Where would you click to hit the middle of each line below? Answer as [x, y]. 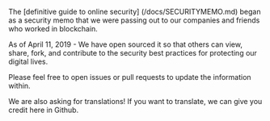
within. [19, 86]
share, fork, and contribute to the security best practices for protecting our [133, 53]
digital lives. [28, 61]
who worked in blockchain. [53, 29]
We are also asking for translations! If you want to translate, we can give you [135, 101]
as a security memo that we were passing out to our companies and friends [134, 20]
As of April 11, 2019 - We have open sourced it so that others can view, [125, 44]
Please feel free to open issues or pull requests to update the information [130, 77]
